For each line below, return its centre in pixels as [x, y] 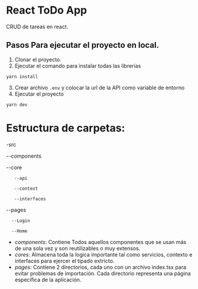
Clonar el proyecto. [38, 59]
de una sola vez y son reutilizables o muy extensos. [77, 248]
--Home [20, 231]
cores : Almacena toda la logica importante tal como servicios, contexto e [103, 254]
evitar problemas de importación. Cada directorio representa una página [103, 273]
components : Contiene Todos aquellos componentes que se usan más [100, 242]
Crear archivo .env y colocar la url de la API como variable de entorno [100, 87]
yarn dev [17, 105]
